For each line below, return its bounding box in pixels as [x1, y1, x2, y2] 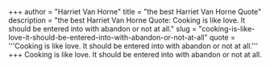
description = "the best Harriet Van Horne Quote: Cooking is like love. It [8, 15, 246, 25]
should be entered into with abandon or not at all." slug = [8, 24, 197, 33]
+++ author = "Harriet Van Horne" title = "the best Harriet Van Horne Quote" [8, 7, 262, 16]
